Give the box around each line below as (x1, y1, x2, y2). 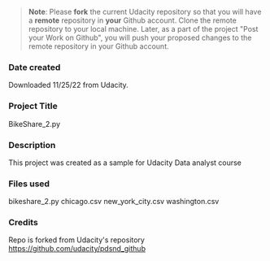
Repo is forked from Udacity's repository (8, 235, 145, 245)
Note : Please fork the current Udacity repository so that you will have (28, 7, 262, 16)
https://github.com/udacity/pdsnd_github (8, 244, 146, 254)
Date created (8, 61, 61, 72)
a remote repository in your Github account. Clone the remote (28, 15, 237, 25)
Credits (8, 217, 38, 228)
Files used (8, 178, 50, 189)
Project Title (8, 101, 59, 112)
